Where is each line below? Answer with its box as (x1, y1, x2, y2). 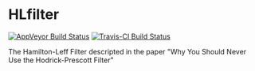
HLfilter (8, 6, 60, 24)
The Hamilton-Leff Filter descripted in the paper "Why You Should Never (8, 47, 247, 56)
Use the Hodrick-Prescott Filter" (8, 55, 114, 65)
